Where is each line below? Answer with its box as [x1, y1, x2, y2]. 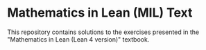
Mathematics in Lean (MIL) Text [7, 5, 193, 21]
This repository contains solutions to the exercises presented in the [7, 28, 200, 36]
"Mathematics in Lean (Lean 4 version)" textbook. [7, 35, 150, 43]
